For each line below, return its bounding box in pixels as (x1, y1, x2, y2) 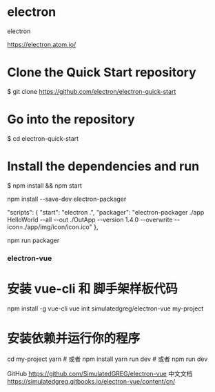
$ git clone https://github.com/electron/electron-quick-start (7, 87, 176, 95)
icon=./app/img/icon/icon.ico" (7, 222, 93, 231)
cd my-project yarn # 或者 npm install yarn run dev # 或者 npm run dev (7, 355, 208, 363)
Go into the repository (7, 112, 136, 128)
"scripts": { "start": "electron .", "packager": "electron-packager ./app (7, 208, 205, 216)
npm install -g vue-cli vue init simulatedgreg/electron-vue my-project (7, 304, 204, 313)
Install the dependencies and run (7, 159, 200, 174)
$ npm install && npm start (7, 181, 83, 190)
